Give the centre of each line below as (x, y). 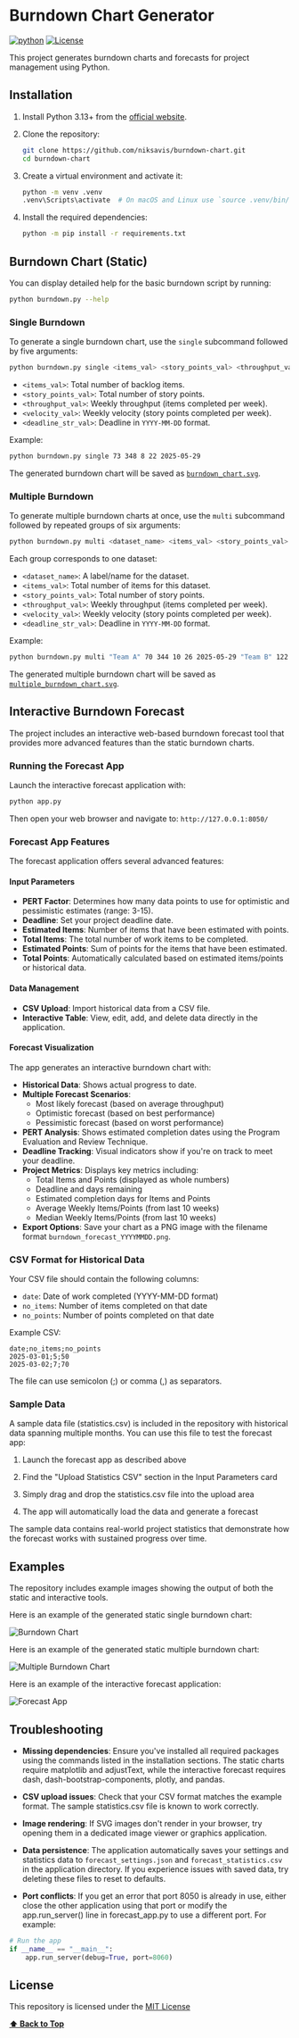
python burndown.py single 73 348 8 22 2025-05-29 (105, 456)
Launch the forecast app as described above (104, 1460)
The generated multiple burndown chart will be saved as (113, 674)
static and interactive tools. (59, 1598)
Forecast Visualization (52, 1048)
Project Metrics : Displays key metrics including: (110, 1169)
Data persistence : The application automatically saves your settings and (155, 1851)
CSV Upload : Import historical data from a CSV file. (116, 1008)
